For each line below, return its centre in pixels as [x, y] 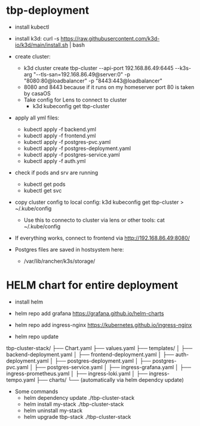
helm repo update [36, 336]
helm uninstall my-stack [53, 410]
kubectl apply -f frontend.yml [60, 136]
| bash [77, 45]
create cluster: [33, 56]
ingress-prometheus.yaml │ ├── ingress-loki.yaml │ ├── [77, 373]
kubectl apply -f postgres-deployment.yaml [77, 148]
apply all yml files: [37, 118]
